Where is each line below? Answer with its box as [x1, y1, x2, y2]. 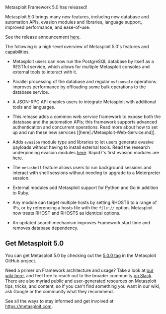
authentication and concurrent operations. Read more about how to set [12, 124, 158, 130]
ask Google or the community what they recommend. [5, 288, 114, 294]
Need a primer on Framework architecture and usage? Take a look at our [5, 267, 154, 273]
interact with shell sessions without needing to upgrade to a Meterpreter [12, 170, 161, 176]
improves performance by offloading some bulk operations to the [12, 84, 146, 90]
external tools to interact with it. [12, 69, 78, 75]
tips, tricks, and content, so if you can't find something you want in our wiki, [5, 283, 161, 289]
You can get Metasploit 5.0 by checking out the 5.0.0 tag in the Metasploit [5, 252, 157, 258]
